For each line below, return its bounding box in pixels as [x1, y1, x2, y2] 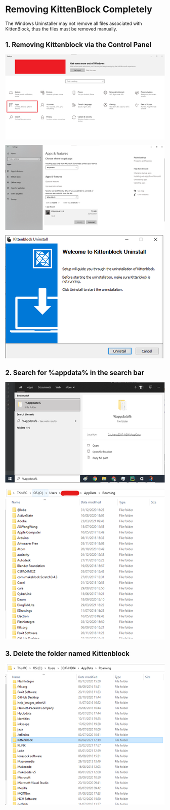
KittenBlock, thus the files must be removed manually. [5, 25, 117, 32]
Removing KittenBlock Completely [5, 4, 153, 15]
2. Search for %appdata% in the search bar [5, 368, 145, 377]
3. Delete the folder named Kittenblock [5, 649, 130, 658]
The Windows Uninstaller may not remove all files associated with [5, 20, 143, 26]
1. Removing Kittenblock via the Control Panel [5, 41, 152, 49]
